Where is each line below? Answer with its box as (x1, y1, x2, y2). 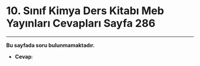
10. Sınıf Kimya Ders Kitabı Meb (6, 4, 164, 18)
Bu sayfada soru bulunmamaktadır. (6, 41, 95, 48)
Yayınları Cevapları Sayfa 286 (6, 16, 156, 30)
